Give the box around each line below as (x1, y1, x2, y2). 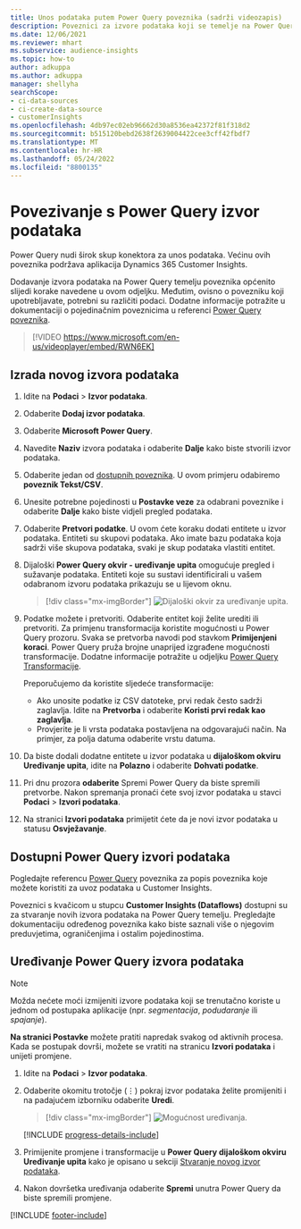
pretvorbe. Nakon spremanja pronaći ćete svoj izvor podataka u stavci (22, 787, 282, 798)
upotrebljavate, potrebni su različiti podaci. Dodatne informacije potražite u (10, 296, 286, 307)
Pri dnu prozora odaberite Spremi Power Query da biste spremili (22, 778, 261, 788)
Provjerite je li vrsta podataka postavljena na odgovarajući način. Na (36, 724, 287, 735)
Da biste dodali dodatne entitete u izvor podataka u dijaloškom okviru (22, 751, 281, 762)
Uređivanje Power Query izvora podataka (10, 954, 245, 970)
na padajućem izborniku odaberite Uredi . (22, 1094, 175, 1105)
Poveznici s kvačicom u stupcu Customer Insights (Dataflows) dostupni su (10, 899, 288, 910)
